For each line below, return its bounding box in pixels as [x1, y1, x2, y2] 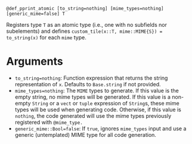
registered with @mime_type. [14, 118, 83, 126]
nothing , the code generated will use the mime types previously [14, 112, 172, 119]
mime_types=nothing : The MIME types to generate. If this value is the [14, 87, 179, 94]
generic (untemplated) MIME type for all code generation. [14, 131, 157, 138]
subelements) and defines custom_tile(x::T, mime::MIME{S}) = [6, 27, 163, 35]
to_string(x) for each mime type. [6, 34, 86, 41]
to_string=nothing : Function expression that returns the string [14, 74, 168, 82]
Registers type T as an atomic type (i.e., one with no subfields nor [6, 21, 167, 28]
